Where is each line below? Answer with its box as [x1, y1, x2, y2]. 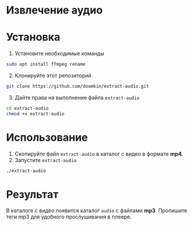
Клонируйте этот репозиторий [14, 72, 91, 79]
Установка [6, 31, 61, 44]
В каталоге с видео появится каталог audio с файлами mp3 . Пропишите [6, 207, 188, 214]
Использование [6, 131, 89, 144]
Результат [6, 188, 59, 201]
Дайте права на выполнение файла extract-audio [14, 94, 140, 101]
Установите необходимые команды [14, 50, 104, 57]
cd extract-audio [6, 105, 49, 111]
